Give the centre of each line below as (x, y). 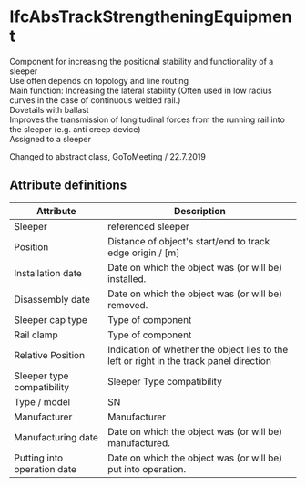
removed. (128, 305)
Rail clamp (36, 335)
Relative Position (49, 355)
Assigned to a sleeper (51, 139)
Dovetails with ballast (49, 109)
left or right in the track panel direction (189, 360)
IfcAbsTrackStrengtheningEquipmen (151, 17)
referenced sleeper (148, 226)
